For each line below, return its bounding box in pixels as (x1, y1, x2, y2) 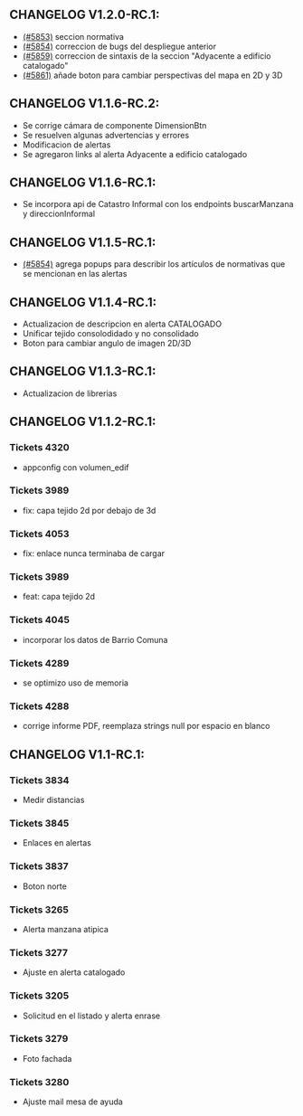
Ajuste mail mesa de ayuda (22, 1096, 124, 1107)
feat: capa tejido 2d (22, 591, 96, 602)
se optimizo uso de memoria (22, 677, 129, 688)
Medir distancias (22, 795, 85, 806)
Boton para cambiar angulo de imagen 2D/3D (22, 338, 192, 349)
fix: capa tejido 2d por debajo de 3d (22, 505, 156, 515)
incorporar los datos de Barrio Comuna (22, 634, 168, 645)
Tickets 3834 (9, 773, 70, 786)
